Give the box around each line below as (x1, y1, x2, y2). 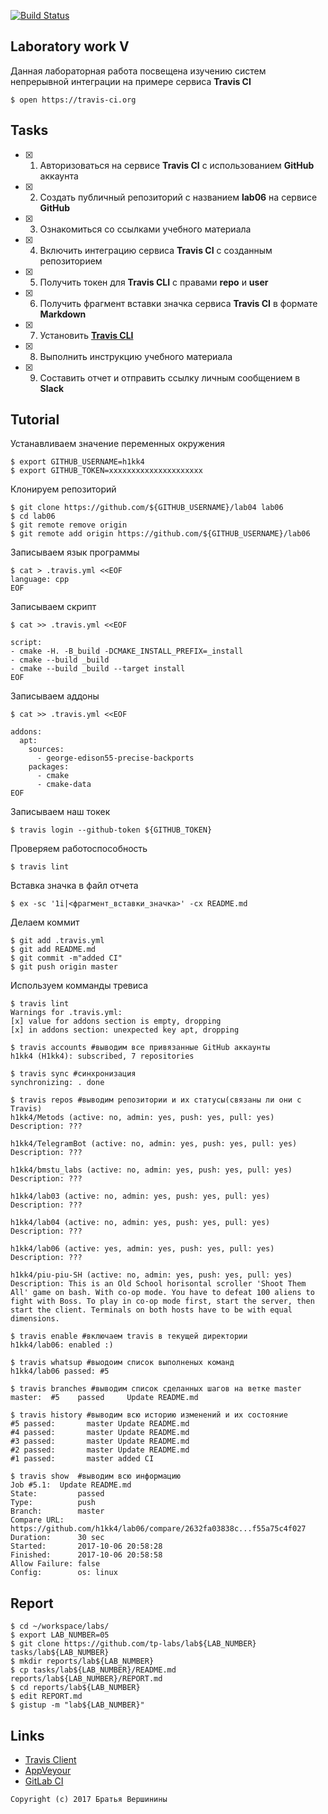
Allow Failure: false (10, 1559, 101, 1569)
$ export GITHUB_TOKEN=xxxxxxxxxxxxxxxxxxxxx (10, 466, 203, 476)
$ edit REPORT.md (10, 1691, 83, 1702)
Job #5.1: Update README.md (10, 1480, 132, 1490)
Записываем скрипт (10, 601, 97, 613)
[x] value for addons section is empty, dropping (10, 1016, 222, 1027)
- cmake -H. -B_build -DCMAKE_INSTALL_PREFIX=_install (10, 646, 244, 657)
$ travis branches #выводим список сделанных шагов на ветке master (10, 1384, 302, 1394)
